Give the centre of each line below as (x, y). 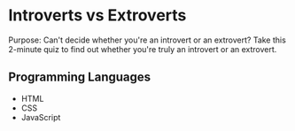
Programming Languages (80, 77)
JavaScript (41, 117)
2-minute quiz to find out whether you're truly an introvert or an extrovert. (143, 49)
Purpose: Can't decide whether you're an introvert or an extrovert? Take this (147, 40)
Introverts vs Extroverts (97, 15)
